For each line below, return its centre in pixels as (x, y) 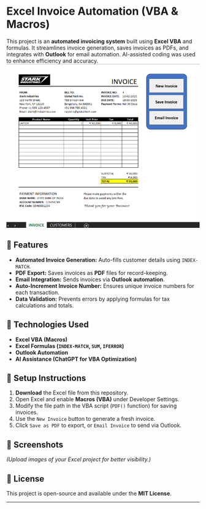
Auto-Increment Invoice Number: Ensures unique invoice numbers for (105, 285)
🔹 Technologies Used (48, 325)
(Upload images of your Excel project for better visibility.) (79, 459)
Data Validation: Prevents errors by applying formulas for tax (93, 299)
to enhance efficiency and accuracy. (52, 61)
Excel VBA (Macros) (41, 339)
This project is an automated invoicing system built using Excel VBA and (99, 41)
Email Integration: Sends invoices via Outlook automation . (90, 279)
